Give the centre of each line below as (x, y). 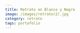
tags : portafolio (23, 23)
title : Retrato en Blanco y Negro (40, 9)
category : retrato (24, 18)
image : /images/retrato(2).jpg (37, 14)
